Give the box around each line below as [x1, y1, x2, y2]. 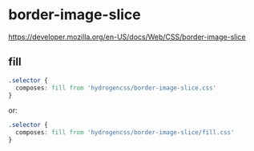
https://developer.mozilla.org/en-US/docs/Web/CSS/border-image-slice [8, 32, 246, 42]
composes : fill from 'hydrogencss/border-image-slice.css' [15, 84, 217, 92]
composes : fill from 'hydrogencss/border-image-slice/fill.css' [15, 129, 235, 137]
